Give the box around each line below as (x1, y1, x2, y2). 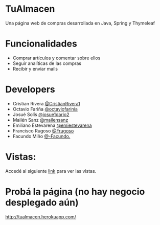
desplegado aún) (5, 196, 79, 208)
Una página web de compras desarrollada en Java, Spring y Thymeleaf (5, 20, 155, 26)
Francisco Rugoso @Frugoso (12, 127, 74, 133)
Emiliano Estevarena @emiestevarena (12, 122, 92, 128)
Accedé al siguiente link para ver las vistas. (5, 168, 97, 174)
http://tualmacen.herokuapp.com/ (5, 213, 77, 220)
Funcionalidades (5, 38, 78, 50)
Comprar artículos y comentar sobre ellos (12, 55, 101, 61)
